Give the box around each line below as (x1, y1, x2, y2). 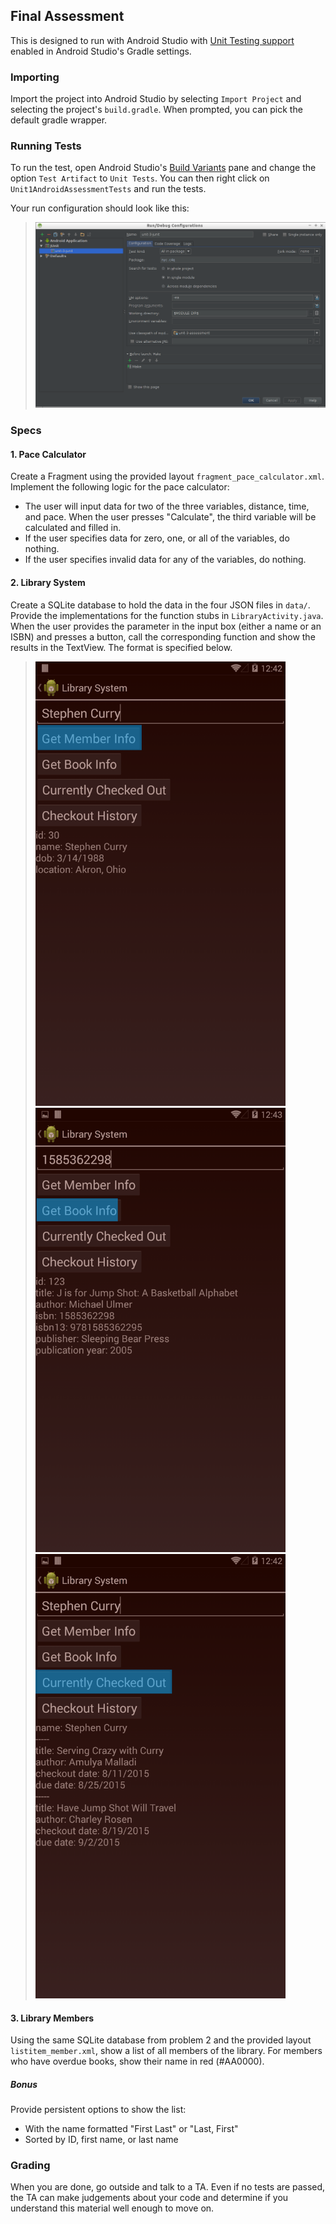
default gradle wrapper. (10, 114, 108, 126)
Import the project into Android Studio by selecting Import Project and (10, 93, 302, 105)
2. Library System (10, 577, 86, 589)
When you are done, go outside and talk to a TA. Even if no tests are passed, (10, 2181, 326, 2193)
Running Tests (10, 139, 82, 153)
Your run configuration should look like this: (10, 202, 190, 214)
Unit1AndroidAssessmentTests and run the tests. (10, 183, 207, 195)
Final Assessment (10, 8, 125, 25)
